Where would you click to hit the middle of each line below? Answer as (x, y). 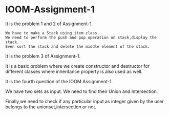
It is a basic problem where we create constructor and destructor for (78, 66)
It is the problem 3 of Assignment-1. (43, 56)
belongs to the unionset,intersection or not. (51, 107)
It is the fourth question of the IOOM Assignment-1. (59, 81)
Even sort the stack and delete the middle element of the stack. (78, 46)
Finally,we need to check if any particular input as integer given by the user (84, 101)
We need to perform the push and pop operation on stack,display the (81, 37)
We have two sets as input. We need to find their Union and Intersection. (82, 91)
